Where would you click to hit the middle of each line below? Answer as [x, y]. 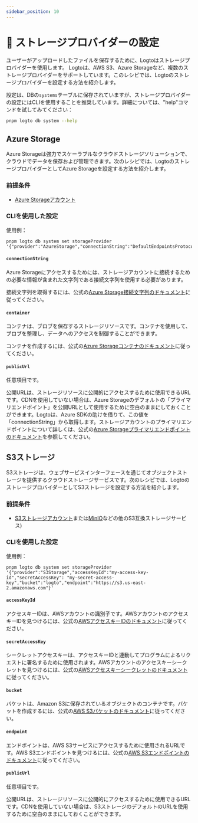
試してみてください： [47, 109]
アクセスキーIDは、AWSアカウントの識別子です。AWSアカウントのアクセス [97, 614]
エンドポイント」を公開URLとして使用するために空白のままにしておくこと [101, 407]
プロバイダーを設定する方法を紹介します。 [67, 82]
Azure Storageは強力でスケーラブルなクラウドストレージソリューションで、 [98, 154]
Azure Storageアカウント [45, 199]
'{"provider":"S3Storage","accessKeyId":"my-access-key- [77, 572]
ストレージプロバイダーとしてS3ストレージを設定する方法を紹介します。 [94, 487]
